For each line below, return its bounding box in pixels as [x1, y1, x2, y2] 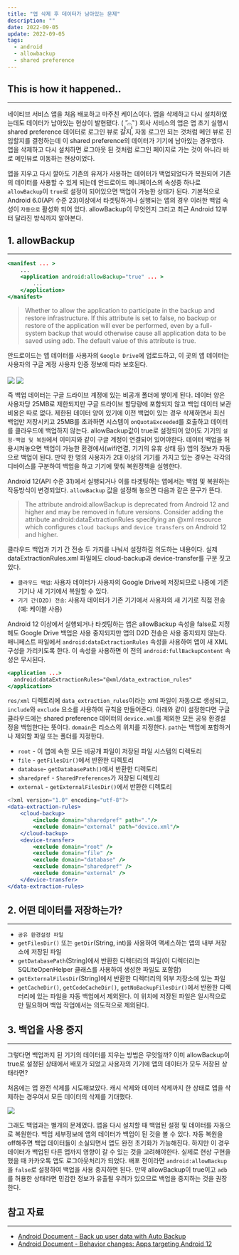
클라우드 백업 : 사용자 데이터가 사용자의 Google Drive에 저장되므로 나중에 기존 [17, 578, 229, 586]
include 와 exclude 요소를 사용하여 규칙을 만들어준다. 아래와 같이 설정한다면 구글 [7, 705, 230, 714]
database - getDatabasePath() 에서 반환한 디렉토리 [17, 765, 158, 773]
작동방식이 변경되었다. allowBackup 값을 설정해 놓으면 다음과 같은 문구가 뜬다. [7, 485, 223, 494]
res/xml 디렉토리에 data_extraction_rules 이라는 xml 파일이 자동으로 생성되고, [7, 697, 229, 705]
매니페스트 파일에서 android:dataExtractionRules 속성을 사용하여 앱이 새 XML [7, 637, 228, 646]
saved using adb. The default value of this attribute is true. [24, 336, 197, 345]
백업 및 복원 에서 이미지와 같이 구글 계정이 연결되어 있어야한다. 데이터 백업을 [15, 435, 223, 443]
